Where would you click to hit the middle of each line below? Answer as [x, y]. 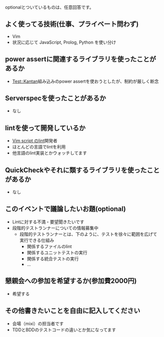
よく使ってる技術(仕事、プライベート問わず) [72, 24]
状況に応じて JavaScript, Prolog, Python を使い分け [64, 42]
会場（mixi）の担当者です [38, 323]
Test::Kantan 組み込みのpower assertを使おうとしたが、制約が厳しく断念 [85, 81]
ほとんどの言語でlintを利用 [39, 147]
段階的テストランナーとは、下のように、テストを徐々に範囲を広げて [88, 234]
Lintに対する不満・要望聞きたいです [48, 222]
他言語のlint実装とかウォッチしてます [50, 153]
